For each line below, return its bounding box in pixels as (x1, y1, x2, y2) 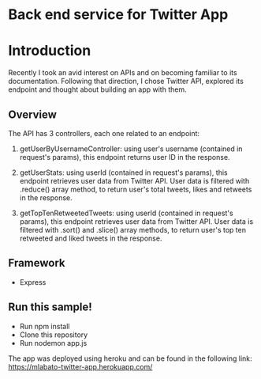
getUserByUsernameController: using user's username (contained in (19, 144, 243, 153)
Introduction (8, 42, 91, 60)
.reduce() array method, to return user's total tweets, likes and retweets (19, 184, 252, 194)
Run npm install (19, 321, 70, 331)
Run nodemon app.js (19, 338, 88, 347)
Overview (8, 108, 58, 121)
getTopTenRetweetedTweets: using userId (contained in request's (19, 208, 234, 218)
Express (19, 277, 47, 286)
